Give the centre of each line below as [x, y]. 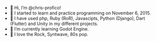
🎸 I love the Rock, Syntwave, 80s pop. [49, 34]
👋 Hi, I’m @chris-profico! [35, 8]
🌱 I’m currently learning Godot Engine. [49, 29]
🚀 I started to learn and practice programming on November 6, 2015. [81, 13]
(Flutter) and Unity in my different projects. [54, 23]
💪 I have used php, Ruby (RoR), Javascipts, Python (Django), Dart [77, 18]
